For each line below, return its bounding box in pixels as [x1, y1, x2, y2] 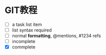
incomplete [12, 38, 36, 44]
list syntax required [12, 27, 52, 33]
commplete [12, 44, 36, 50]
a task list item [12, 21, 42, 27]
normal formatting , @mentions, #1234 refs [12, 33, 101, 39]
